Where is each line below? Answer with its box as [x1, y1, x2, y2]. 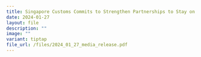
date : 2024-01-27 [6, 14, 50, 20]
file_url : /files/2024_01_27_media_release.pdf [6, 42, 128, 48]
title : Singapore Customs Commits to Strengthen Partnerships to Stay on [6, 8, 196, 15]
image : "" [6, 31, 31, 37]
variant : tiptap [6, 36, 47, 42]
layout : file [6, 20, 39, 26]
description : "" [6, 25, 47, 31]
